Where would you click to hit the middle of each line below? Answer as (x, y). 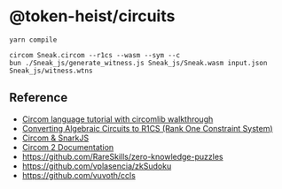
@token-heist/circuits (92, 16)
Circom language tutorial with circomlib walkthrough (117, 119)
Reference (39, 98)
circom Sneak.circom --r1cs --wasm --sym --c (94, 55)
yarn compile (33, 40)
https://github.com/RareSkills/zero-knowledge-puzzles (122, 156)
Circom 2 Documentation (68, 147)
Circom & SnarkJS (55, 138)
